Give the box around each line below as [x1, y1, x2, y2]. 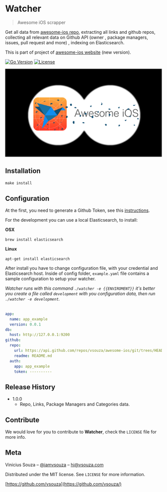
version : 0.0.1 [9, 322, 41, 327]
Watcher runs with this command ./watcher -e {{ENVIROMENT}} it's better [5, 285, 156, 291]
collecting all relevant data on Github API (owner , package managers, [5, 34, 148, 40]
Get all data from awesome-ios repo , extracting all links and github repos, [5, 29, 156, 35]
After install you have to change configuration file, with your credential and [5, 265, 158, 271]
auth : [9, 358, 21, 363]
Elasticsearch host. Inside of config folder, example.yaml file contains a [5, 270, 149, 276]
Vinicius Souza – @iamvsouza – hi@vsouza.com [5, 462, 104, 468]
